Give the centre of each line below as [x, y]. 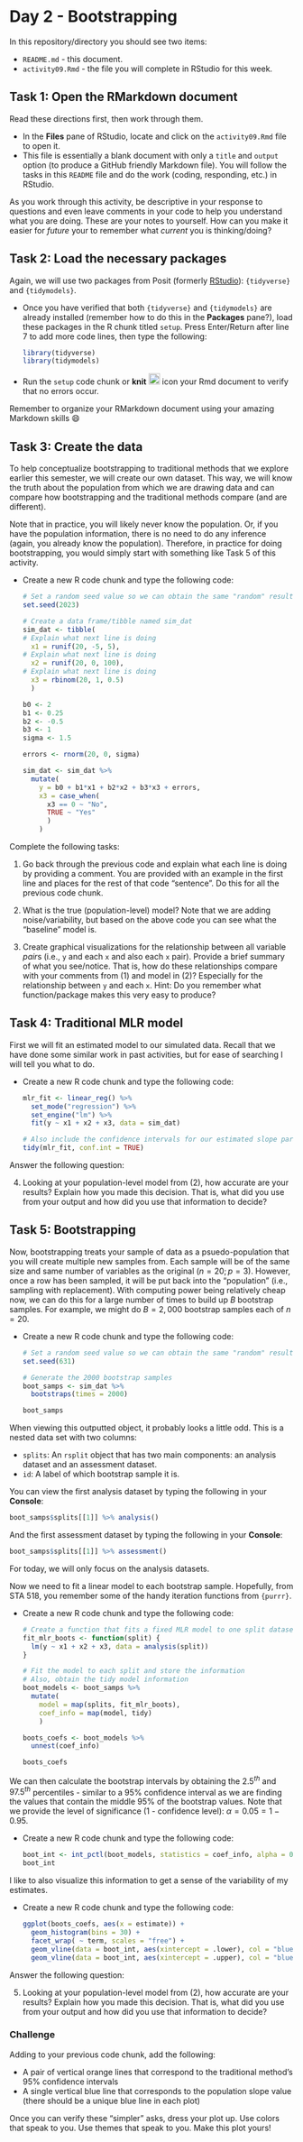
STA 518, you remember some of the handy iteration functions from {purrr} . [151, 1595]
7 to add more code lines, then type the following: [115, 336]
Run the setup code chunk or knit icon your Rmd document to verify [155, 382]
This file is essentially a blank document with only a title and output [151, 155]
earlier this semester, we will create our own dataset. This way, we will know [151, 478]
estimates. [28, 1890]
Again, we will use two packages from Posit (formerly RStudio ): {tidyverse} [150, 280]
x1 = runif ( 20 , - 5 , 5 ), [75, 647]
